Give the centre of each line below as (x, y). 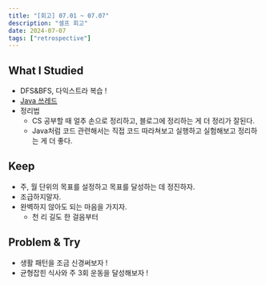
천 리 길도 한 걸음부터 (65, 216)
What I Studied (46, 70)
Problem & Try (44, 242)
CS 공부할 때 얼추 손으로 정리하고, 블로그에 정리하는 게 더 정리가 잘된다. (143, 121)
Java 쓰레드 (38, 101)
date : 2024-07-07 (37, 30)
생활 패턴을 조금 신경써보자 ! (64, 263)
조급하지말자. (40, 196)
